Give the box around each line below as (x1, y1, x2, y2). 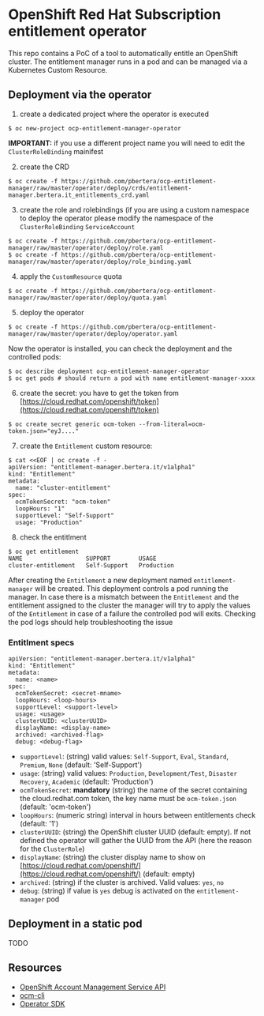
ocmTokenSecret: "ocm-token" (15, 498, 111, 506)
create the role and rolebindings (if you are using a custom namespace (19, 205, 250, 214)
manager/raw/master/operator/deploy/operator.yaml (8, 329, 178, 337)
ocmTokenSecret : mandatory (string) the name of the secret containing (19, 785, 247, 795)
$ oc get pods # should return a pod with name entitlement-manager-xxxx (8, 374, 256, 382)
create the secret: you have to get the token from (19, 388, 180, 397)
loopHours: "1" (15, 504, 65, 513)
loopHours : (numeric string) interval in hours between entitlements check (19, 811, 256, 820)
